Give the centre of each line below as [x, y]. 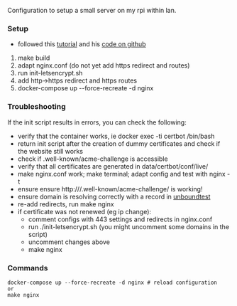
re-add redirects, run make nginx [66, 204]
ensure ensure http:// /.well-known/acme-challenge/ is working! [110, 189]
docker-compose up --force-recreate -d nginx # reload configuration [112, 283]
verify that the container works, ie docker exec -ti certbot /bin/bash [116, 136]
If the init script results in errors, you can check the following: [97, 122]
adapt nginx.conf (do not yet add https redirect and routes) [104, 65]
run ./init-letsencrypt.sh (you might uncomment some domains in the [128, 226]
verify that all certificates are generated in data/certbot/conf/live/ [113, 166]
